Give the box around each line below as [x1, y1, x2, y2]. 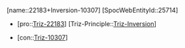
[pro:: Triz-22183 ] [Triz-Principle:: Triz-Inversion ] [16, 20, 157, 28]
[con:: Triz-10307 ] [16, 33, 68, 42]
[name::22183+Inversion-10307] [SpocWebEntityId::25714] [6, 6, 179, 14]
